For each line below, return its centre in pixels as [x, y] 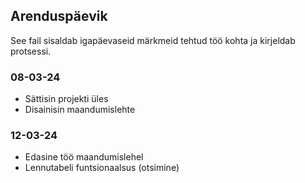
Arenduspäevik [59, 16]
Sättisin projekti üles [66, 99]
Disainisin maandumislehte [80, 110]
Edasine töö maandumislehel [84, 157]
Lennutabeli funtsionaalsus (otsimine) [102, 168]
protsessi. [31, 51]
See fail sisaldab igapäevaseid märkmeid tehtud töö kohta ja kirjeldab [153, 40]
